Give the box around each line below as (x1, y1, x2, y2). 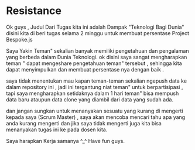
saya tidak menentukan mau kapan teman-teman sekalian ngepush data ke (6, 77, 187, 84)
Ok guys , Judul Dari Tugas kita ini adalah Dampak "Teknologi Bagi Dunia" (6, 23, 184, 30)
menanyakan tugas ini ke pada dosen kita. (6, 126, 108, 133)
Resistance (6, 4, 61, 18)
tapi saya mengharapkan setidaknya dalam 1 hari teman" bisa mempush (6, 90, 179, 97)
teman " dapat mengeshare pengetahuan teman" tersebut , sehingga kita (6, 60, 183, 67)
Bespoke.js (6, 36, 33, 43)
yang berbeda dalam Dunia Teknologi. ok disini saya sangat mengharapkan (6, 53, 187, 60)
